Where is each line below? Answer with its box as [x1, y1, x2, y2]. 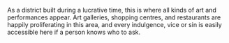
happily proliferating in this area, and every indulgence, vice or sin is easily [7, 21, 222, 28]
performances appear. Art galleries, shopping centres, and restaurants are [7, 13, 221, 21]
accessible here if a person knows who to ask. [7, 28, 141, 36]
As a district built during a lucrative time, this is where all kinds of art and [7, 6, 216, 14]
